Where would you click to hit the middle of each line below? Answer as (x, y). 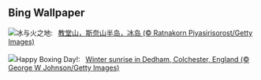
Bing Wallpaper (47, 13)
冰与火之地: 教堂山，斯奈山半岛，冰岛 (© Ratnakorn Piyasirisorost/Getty (134, 33)
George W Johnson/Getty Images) (64, 67)
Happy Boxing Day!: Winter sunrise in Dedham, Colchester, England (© (133, 59)
